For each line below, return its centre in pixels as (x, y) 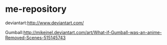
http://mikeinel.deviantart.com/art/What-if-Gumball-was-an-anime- (92, 32)
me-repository (36, 9)
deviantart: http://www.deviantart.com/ (45, 23)
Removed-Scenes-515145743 (35, 38)
